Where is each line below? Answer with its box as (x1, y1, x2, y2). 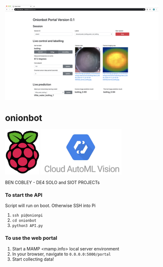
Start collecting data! (12, 256, 54, 262)
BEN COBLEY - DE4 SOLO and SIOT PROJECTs (5, 179, 100, 185)
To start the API (5, 191, 43, 198)
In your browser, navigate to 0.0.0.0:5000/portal (12, 251, 111, 257)
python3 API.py (12, 224, 43, 229)
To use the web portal (5, 235, 57, 242)
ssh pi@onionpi (12, 213, 43, 218)
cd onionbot (12, 218, 36, 223)
